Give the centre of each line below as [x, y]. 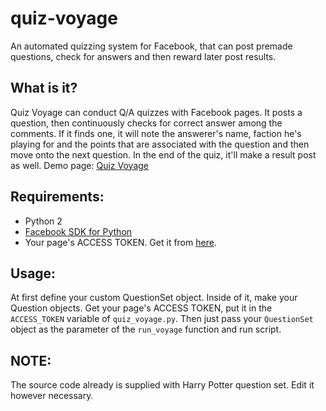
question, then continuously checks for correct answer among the [146, 123]
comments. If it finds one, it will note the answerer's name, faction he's [156, 133]
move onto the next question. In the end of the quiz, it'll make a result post [163, 154]
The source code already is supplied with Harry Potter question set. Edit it [162, 385]
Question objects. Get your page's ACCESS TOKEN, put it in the [141, 308]
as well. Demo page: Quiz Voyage [79, 165]
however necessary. [52, 396]
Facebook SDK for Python [78, 231]
